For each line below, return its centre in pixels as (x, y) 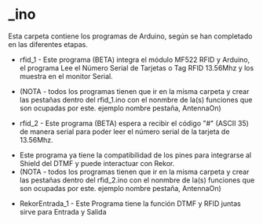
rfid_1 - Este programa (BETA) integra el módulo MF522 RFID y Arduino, (135, 60)
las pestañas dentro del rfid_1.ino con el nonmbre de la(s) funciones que (136, 99)
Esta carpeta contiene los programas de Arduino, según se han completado (130, 36)
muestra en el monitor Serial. (66, 76)
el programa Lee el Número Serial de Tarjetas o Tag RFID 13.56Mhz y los (137, 67)
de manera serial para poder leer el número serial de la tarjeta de (124, 132)
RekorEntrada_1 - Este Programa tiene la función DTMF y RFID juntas (130, 203)
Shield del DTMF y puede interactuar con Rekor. (97, 163)
